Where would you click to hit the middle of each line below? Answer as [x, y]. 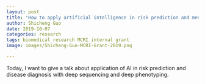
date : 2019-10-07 [28, 29]
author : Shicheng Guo [34, 23]
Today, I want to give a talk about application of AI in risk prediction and [96, 68]
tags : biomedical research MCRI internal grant [68, 40]
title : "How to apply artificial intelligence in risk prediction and [98, 18]
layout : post [23, 12]
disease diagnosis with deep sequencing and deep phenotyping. [88, 74]
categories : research [34, 34]
